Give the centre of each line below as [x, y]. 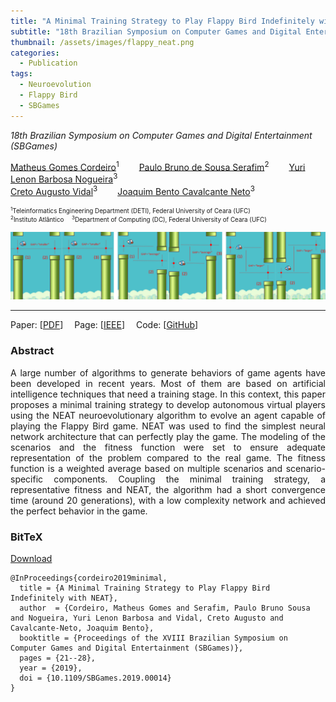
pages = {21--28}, [58, 658]
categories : [35, 53]
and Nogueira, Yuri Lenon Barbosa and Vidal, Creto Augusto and [147, 618]
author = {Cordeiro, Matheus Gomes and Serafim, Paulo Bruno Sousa [165, 608]
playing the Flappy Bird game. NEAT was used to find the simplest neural [168, 426]
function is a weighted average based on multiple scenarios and [146, 468]
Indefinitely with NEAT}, [64, 598]
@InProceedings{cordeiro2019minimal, [89, 578]
